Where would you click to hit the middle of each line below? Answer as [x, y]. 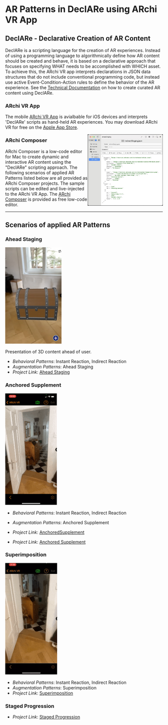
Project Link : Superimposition [43, 693]
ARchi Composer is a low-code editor [44, 151]
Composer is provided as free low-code [46, 199]
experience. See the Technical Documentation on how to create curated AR [83, 88]
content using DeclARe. [29, 93]
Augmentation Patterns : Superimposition [54, 687]
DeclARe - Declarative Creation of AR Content [78, 38]
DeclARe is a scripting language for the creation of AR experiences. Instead [83, 50]
